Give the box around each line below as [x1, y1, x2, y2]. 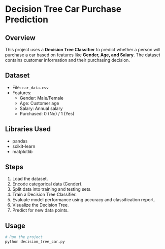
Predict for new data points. [12, 207, 69, 213]
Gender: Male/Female [19, 95, 64, 101]
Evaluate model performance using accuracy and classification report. [12, 197, 155, 203]
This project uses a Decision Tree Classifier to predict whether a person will [5, 47, 161, 52]
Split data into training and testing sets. [12, 186, 92, 192]
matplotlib [12, 148, 33, 154]
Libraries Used [5, 125, 51, 134]
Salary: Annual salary [19, 105, 63, 111]
